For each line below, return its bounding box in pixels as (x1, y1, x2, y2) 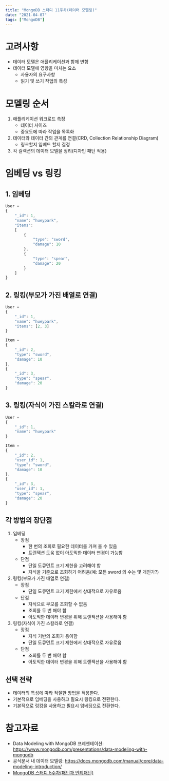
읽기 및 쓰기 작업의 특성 (20, 78, 68, 84)
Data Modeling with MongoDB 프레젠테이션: (12, 740, 104, 747)
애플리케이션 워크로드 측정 (12, 116, 66, 122)
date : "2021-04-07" (5, 12, 47, 17)
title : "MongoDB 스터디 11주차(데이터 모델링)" (5, 7, 98, 13)
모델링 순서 (5, 98, 49, 109)
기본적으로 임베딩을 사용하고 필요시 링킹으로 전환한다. (12, 696, 120, 702)
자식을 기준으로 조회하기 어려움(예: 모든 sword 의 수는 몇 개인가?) (28, 569, 159, 575)
